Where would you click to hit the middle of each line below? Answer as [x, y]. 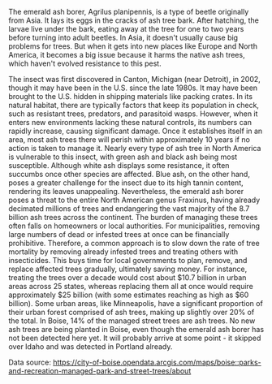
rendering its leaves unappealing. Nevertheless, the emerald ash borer [126, 191]
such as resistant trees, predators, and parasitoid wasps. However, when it [133, 114]
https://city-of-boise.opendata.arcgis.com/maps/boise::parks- [157, 362]
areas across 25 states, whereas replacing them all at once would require [131, 286]
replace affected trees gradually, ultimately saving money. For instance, [128, 269]
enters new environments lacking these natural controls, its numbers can [130, 122]
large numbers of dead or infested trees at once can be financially [119, 234]
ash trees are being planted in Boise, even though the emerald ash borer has [136, 329]
